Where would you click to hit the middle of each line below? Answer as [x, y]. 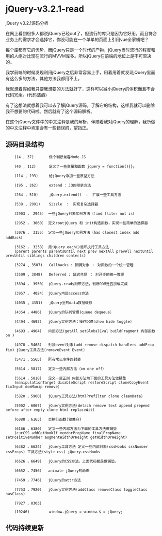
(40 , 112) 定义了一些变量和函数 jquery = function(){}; [75, 166]
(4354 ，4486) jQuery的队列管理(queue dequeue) [63, 312]
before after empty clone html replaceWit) [50, 410]
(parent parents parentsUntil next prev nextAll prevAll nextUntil [84, 251]
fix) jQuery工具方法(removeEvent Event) [45, 350]
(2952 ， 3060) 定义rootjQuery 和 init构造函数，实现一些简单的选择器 [81, 223]
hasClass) [16, 494]
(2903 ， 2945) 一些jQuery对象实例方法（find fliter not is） [75, 213]
